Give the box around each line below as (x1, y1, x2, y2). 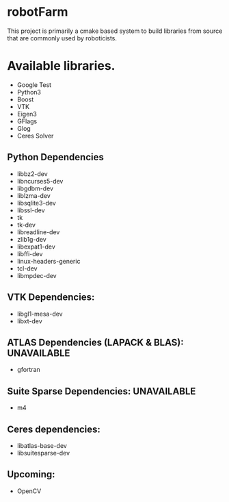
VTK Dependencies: (7, 292, 95, 303)
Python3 (16, 88, 41, 96)
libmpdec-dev (16, 271, 57, 279)
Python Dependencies (7, 151, 104, 163)
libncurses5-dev (16, 177, 64, 185)
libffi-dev (16, 249, 43, 258)
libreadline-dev (16, 227, 60, 236)
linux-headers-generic (16, 257, 81, 265)
